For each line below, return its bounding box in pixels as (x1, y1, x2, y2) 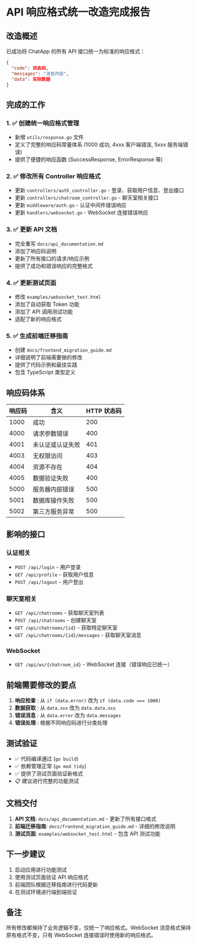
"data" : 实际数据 (11, 76, 51, 82)
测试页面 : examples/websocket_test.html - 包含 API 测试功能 (14, 830, 161, 837)
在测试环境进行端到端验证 (14, 888, 77, 895)
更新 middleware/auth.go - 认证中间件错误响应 (14, 201, 127, 209)
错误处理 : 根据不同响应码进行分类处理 (14, 719, 108, 727)
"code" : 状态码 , (11, 65, 49, 71)
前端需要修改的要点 (6, 680, 76, 690)
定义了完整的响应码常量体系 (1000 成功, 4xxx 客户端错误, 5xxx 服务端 (14, 141, 183, 149)
